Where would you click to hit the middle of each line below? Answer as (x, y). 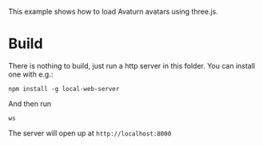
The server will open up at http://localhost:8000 (90, 133)
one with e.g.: (31, 74)
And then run (30, 104)
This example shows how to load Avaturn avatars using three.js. (113, 12)
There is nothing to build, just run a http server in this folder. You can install (132, 65)
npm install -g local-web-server (64, 89)
